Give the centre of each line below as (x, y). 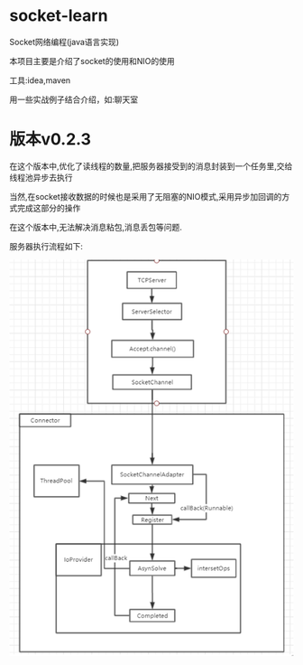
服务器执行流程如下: (46, 246)
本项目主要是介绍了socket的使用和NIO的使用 (92, 61)
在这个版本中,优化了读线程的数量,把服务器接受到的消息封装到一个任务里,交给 (151, 166)
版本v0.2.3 (50, 140)
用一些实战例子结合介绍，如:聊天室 (74, 99)
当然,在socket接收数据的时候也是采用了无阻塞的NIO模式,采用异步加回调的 (146, 196)
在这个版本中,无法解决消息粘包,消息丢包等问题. (96, 227)
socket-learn (59, 16)
